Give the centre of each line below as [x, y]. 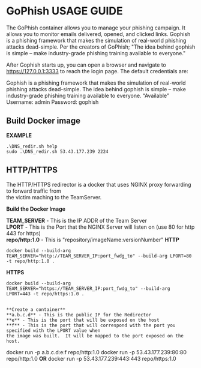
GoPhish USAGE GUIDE [64, 11]
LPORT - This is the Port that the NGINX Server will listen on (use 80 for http [100, 227]
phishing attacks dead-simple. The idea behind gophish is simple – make [96, 89]
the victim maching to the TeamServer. [54, 197]
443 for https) [23, 233]
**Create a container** [36, 309]
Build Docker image [43, 121]
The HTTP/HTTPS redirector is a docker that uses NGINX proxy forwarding [99, 184]
